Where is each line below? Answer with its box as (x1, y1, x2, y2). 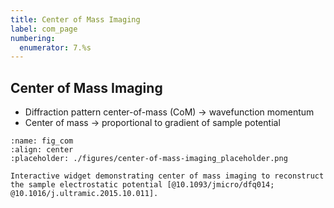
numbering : (10, 33, 56, 43)
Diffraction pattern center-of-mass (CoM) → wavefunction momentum (24, 106, 315, 118)
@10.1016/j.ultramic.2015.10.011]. (10, 189, 159, 199)
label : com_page (10, 24, 78, 34)
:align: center (10, 145, 74, 155)
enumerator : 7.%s (19, 42, 92, 53)
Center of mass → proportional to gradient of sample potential (24, 117, 281, 129)
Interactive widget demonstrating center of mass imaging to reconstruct (10, 171, 325, 181)
